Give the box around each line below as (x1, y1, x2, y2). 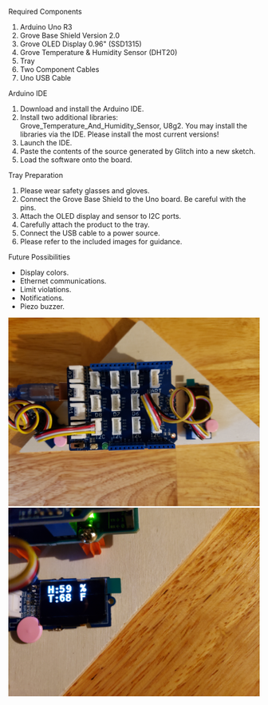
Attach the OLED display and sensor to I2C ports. (19, 212, 182, 220)
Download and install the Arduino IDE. (19, 104, 144, 113)
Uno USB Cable (19, 73, 72, 82)
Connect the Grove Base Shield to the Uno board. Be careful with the (19, 195, 246, 204)
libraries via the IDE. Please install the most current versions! (19, 129, 219, 139)
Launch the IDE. (19, 138, 73, 147)
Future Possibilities (8, 252, 70, 262)
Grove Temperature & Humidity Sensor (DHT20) (19, 48, 178, 57)
